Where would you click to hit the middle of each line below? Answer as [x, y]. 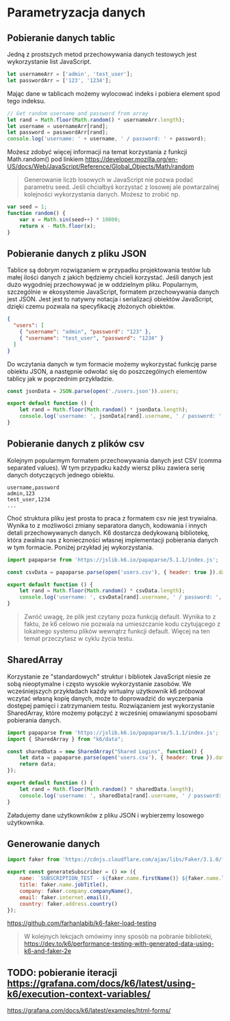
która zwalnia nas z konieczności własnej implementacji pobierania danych [113, 540]
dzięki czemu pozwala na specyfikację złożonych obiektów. [91, 307]
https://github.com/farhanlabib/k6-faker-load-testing [82, 923]
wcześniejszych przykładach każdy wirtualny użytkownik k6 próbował [106, 691]
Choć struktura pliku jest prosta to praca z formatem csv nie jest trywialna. [112, 518]
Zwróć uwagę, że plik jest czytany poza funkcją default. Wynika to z [120, 617]
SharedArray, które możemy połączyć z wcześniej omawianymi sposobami [112, 713]
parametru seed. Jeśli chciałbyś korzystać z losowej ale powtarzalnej [122, 187]
